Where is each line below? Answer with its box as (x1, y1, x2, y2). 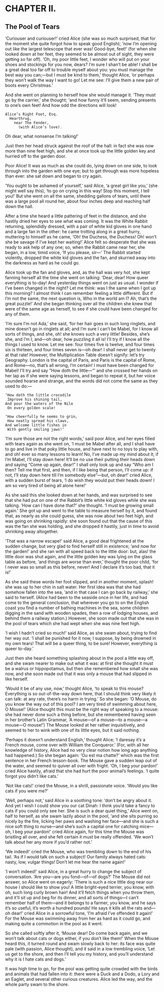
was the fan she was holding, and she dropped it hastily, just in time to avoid (5, 523, 159, 529)
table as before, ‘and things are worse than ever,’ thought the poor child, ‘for (5, 559, 159, 565)
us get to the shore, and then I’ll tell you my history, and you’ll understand (5, 951, 153, 957)
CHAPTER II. (5, 3, 56, 14)
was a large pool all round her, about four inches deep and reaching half (5, 198, 151, 204)
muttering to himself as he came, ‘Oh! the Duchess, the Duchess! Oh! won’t (5, 234, 157, 239)
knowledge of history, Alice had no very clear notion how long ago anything (5, 747, 158, 753)
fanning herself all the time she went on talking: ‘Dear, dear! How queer (5, 275, 149, 280)
